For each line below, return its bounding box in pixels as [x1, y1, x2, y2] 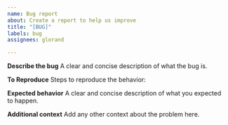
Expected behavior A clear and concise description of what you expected [7, 89, 222, 98]
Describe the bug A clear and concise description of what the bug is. [7, 62, 208, 70]
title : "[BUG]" [7, 23, 52, 30]
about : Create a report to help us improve [7, 17, 137, 24]
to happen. [7, 96, 39, 105]
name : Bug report [7, 10, 58, 18]
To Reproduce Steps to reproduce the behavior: [7, 75, 146, 84]
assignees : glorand [7, 37, 65, 44]
